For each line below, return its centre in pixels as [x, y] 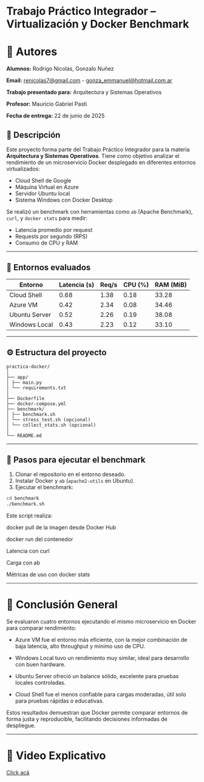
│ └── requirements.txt [36, 388]
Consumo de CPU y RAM [46, 243]
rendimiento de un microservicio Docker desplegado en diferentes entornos [101, 162]
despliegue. [21, 726]
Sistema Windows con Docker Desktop [64, 200]
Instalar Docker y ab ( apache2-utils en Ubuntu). [75, 481]
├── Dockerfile [25, 398]
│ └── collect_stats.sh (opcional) [51, 425]
